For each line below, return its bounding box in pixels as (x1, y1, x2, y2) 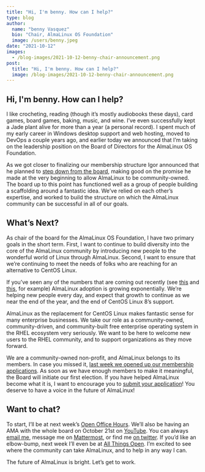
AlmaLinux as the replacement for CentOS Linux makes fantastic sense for (6, 309, 194, 317)
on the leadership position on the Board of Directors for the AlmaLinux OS (6, 143, 192, 150)
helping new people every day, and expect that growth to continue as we (6, 291, 190, 298)
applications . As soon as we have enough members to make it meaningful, (6, 367, 194, 374)
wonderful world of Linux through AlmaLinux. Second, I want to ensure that (6, 253, 196, 260)
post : (6, 60, 20, 66)
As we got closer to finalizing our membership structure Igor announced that (6, 161, 199, 169)
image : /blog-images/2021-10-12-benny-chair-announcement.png (12, 72, 174, 78)
